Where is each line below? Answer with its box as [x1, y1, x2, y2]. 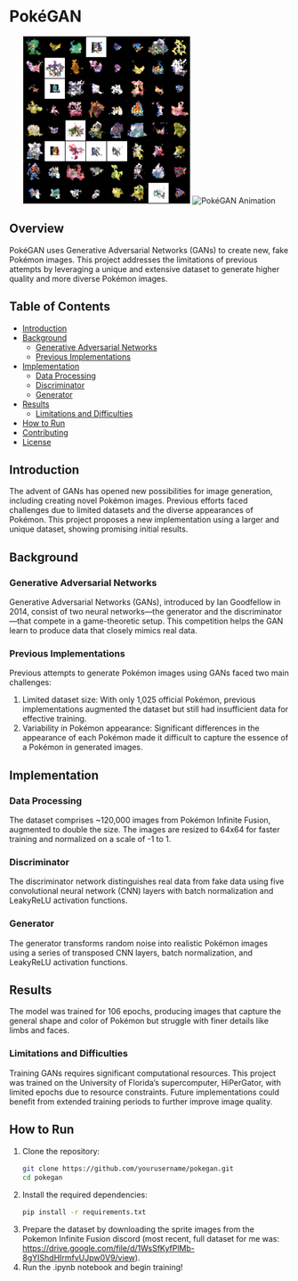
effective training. [21, 714, 87, 724]
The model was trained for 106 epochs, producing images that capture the [9, 1006, 282, 1017]
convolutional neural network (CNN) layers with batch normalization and [9, 886, 274, 897]
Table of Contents [9, 299, 111, 314]
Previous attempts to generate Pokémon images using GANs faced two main [9, 667, 289, 679]
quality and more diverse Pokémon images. [9, 273, 168, 284]
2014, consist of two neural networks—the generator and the [9, 607, 233, 617]
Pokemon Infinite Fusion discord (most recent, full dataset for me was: [21, 1234, 280, 1244]
